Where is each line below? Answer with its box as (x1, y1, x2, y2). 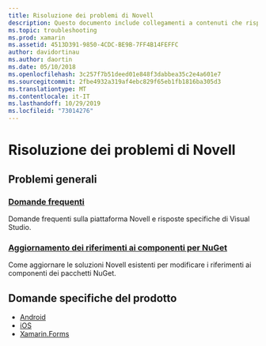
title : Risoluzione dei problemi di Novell (8, 11, 154, 20)
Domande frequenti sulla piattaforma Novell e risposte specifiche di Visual (8, 214, 250, 224)
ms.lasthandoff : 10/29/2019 (8, 100, 101, 107)
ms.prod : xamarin (8, 33, 66, 42)
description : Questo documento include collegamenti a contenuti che (8, 19, 243, 27)
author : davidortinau (8, 48, 80, 56)
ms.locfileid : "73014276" (8, 107, 93, 115)
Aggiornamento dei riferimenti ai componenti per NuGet (8, 242, 228, 253)
